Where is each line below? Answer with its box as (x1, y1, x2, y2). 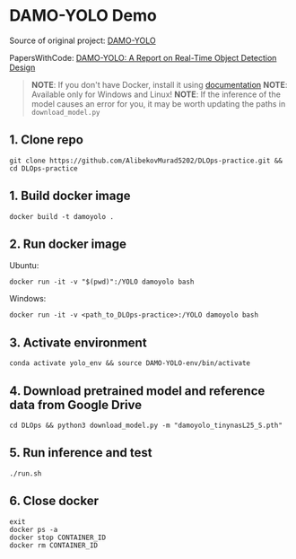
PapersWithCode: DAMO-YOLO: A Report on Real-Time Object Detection (9, 52, 277, 63)
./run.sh (9, 468, 42, 478)
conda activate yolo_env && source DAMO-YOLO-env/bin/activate (9, 359, 251, 368)
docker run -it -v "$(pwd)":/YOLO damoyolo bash (9, 277, 195, 287)
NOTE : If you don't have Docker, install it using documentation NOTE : (30, 79, 288, 90)
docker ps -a (9, 525, 58, 534)
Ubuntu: (9, 260, 39, 271)
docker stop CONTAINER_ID (9, 533, 106, 542)
